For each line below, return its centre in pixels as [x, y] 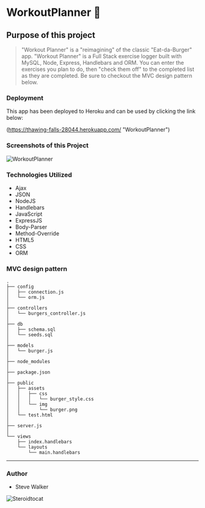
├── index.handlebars [45, 442]
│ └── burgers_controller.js [46, 314]
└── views [19, 436]
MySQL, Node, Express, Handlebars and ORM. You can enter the [103, 63]
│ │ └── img [27, 405]
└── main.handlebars [54, 453]
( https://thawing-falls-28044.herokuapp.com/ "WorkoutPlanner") [88, 130]
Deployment [25, 98]
